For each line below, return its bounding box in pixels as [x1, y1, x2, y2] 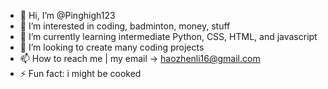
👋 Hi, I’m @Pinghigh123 [19, 10, 116, 21]
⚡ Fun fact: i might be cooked [19, 68, 142, 79]
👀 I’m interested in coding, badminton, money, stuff [19, 20, 231, 32]
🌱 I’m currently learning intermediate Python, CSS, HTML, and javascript [19, 31, 318, 42]
